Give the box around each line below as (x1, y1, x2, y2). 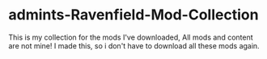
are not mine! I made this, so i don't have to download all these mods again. (8, 40, 261, 50)
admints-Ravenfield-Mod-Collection (8, 6, 259, 24)
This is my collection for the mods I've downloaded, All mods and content (8, 32, 253, 42)
